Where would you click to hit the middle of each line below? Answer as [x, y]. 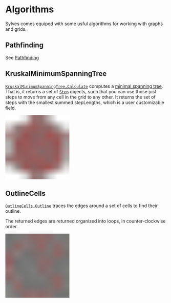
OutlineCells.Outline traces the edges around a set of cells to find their [81, 206]
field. [11, 108]
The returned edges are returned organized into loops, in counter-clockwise [85, 221]
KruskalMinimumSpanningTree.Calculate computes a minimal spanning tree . [84, 86]
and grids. [16, 29]
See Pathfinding [22, 57]
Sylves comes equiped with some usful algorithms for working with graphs [84, 24]
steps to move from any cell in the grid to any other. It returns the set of [81, 97]
